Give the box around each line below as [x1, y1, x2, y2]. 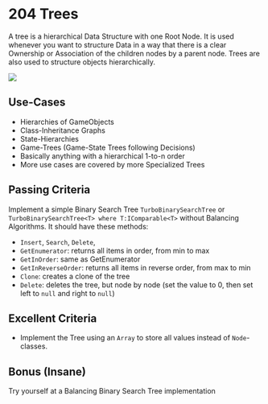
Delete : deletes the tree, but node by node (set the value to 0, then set [19, 279, 254, 290]
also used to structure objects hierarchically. [8, 57, 155, 67]
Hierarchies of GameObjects [19, 117, 114, 126]
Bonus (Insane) [8, 365, 86, 378]
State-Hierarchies [19, 134, 79, 143]
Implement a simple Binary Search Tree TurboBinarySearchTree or [8, 204, 225, 214]
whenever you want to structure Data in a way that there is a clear [8, 39, 227, 49]
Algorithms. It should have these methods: [8, 221, 149, 231]
